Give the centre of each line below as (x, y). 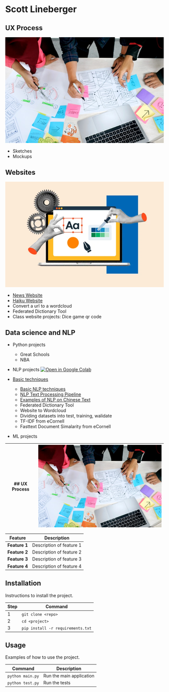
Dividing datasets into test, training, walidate (66, 416)
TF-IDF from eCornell (42, 421)
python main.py (23, 676)
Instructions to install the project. (39, 595)
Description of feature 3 (57, 559)
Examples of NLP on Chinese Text (55, 400)
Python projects (29, 345)
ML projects (25, 436)
